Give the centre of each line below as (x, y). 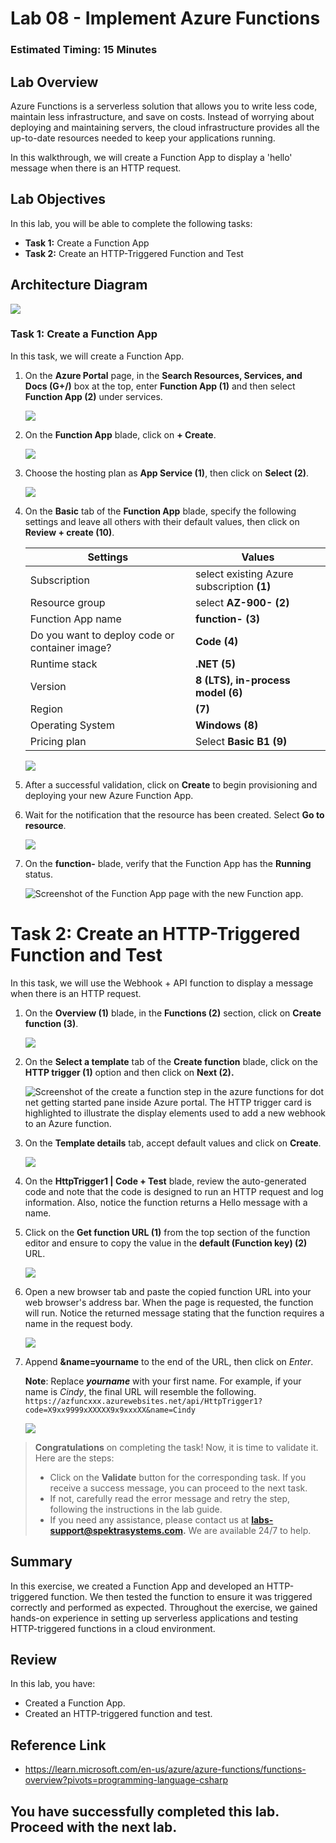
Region (46, 709)
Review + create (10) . (69, 532)
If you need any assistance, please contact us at (149, 1519)
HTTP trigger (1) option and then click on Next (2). (129, 1072)
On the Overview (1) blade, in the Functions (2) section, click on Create (173, 1013)
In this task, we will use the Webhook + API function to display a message (162, 983)
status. (38, 874)
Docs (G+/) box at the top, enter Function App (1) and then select (160, 386)
